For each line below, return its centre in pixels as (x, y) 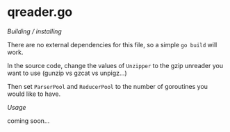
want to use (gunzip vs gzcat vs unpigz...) (67, 73)
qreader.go (40, 12)
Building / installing (35, 31)
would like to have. (34, 94)
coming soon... (28, 121)
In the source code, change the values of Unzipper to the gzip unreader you (115, 65)
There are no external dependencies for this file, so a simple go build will (112, 44)
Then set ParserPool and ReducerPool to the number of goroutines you (108, 86)
